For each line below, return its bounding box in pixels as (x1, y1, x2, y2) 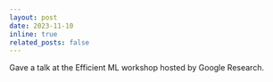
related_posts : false (9, 37, 90, 47)
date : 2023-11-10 (9, 21, 74, 30)
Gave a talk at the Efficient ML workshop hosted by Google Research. (9, 62, 265, 73)
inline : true (9, 29, 58, 38)
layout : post (9, 12, 58, 22)
